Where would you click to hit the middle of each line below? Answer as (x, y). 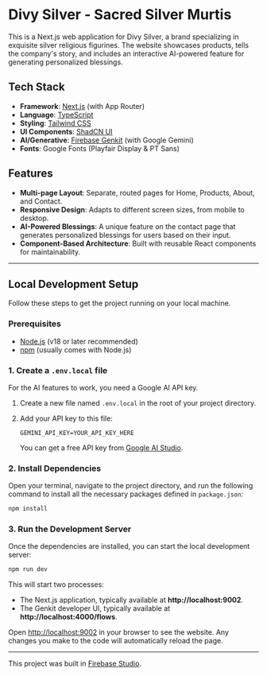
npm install (28, 509)
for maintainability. (50, 251)
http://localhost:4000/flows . (68, 617)
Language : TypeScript (56, 115)
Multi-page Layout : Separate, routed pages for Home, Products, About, (137, 192)
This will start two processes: (56, 585)
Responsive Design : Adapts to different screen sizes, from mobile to (132, 209)
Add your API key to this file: (66, 418)
